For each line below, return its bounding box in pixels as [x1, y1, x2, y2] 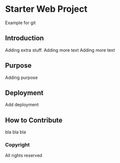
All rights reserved [5, 153, 43, 159]
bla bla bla [5, 129, 26, 135]
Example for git [5, 20, 36, 26]
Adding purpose [5, 74, 38, 80]
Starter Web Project [5, 3, 88, 15]
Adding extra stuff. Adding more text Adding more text [5, 47, 115, 53]
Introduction [5, 34, 44, 42]
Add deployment [5, 102, 39, 108]
